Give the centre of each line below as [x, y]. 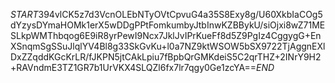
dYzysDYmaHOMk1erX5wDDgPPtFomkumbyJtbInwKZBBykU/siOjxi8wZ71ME [168, 25]
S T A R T [24, 14]
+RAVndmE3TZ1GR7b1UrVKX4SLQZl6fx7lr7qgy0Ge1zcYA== [133, 67]
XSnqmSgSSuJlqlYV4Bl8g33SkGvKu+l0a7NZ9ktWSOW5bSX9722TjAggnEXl [168, 46]
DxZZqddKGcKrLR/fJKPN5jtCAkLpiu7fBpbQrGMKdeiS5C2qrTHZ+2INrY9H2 [166, 57]
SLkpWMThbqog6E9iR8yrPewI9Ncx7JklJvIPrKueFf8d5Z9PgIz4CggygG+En [166, 35]
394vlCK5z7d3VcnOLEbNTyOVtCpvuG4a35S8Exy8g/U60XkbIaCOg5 [180, 14]
